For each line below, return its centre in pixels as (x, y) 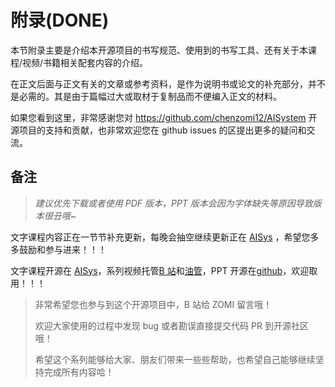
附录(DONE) (60, 20)
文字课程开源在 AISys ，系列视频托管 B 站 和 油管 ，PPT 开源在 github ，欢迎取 (164, 270)
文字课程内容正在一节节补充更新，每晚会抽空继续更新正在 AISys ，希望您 (160, 237)
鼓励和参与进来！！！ (62, 249)
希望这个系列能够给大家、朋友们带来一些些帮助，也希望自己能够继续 (175, 359)
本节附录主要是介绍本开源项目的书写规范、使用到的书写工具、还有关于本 (159, 50)
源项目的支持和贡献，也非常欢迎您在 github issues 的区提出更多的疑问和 (158, 130)
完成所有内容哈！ (79, 372)
